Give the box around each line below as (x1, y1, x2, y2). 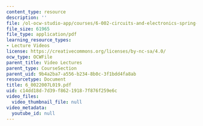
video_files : (6, 93, 39, 99)
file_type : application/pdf (6, 31, 77, 38)
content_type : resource (6, 8, 66, 15)
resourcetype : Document (6, 76, 66, 82)
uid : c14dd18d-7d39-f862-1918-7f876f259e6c (6, 88, 118, 94)
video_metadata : (6, 104, 47, 111)
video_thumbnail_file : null (11, 99, 83, 105)
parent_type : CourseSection (6, 65, 77, 71)
